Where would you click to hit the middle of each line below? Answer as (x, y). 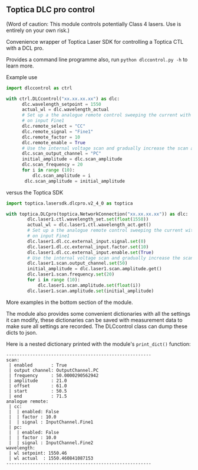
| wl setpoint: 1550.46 (38, 453)
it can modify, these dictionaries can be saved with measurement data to (94, 320)
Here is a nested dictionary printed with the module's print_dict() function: (98, 344)
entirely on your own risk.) (38, 30)
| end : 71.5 (38, 396)
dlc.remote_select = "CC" (53, 127)
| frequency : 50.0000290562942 (54, 375)
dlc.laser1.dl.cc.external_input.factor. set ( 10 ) (88, 247)
